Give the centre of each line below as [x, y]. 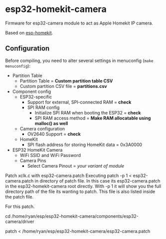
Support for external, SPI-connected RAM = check [79, 102]
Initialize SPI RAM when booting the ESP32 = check [88, 112]
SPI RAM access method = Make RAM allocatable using [93, 118]
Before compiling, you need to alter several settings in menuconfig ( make [79, 60]
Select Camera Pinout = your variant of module [76, 165]
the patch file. [19, 196]
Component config [32, 91]
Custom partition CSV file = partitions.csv [63, 86]
